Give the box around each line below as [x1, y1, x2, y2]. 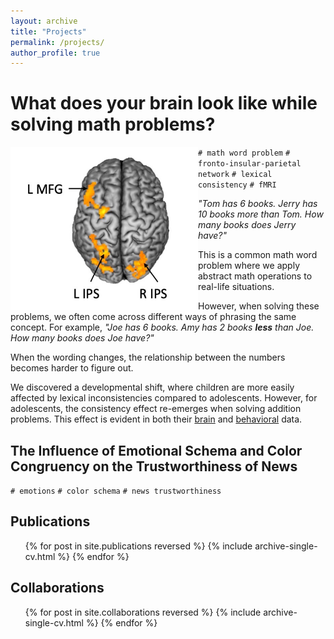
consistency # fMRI [198, 180, 277, 190]
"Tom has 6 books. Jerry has [198, 198, 318, 210]
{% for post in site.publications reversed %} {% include [24, 540, 253, 552]
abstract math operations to [198, 270, 313, 282]
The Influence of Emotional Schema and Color [10, 442, 303, 459]
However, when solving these [198, 300, 320, 312]
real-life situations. [198, 281, 275, 293]
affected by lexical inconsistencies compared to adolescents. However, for [10, 392, 318, 404]
